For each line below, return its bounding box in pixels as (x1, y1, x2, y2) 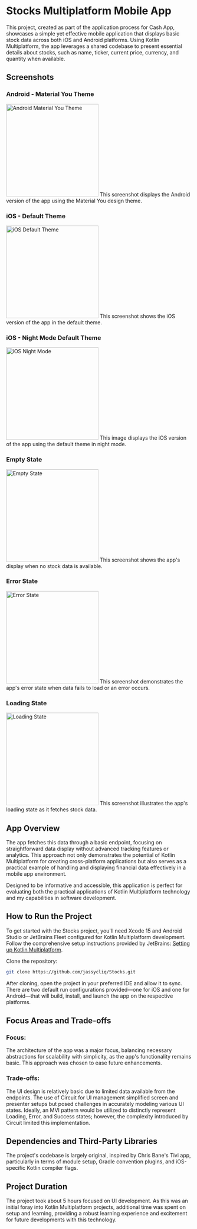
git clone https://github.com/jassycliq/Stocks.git (6, 969, 136, 975)
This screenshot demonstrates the (99, 678, 183, 685)
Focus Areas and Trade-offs (6, 1016, 111, 1025)
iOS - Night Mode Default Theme (6, 333, 101, 341)
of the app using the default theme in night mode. (6, 441, 127, 448)
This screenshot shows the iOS (99, 312, 176, 320)
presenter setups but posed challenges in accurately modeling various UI (6, 1100, 184, 1107)
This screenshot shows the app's (99, 556, 180, 563)
